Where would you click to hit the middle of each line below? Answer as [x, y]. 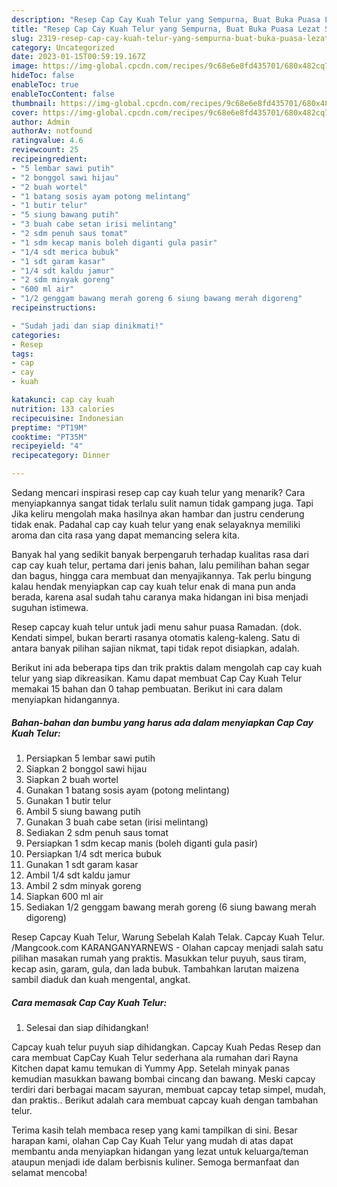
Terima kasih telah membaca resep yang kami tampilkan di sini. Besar [154, 1130]
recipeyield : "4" [47, 446]
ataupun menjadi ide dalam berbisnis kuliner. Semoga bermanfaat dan [155, 1162]
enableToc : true [45, 85]
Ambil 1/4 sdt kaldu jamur [78, 875]
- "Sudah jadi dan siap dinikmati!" [87, 326]
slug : [22, 38]
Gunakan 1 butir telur [68, 800]
